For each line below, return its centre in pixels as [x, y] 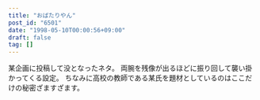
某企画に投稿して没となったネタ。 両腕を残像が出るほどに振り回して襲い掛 [130, 69]
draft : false [30, 37]
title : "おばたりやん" [42, 15]
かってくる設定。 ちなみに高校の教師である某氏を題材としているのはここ [127, 78]
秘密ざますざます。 [53, 88]
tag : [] [21, 45]
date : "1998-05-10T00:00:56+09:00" [67, 30]
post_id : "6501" [35, 23]
